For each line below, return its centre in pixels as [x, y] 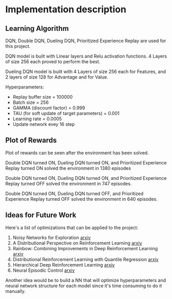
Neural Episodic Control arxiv [44, 270]
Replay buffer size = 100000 [43, 97]
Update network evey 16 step [44, 124]
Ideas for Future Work [41, 215]
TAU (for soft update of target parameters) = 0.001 [66, 113]
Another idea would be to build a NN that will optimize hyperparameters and [86, 280]
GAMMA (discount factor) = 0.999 [49, 108]
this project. [18, 46]
